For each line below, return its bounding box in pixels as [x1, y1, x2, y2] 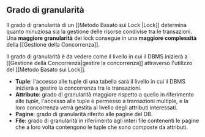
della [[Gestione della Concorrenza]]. [6, 41, 100, 48]
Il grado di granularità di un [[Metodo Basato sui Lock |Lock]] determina [6, 21, 187, 28]
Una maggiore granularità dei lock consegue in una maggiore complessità [6, 34, 197, 42]
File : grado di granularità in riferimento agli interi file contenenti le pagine [15, 117, 199, 124]
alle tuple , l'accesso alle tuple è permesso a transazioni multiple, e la [15, 97, 188, 104]
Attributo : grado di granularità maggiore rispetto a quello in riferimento [15, 90, 194, 98]
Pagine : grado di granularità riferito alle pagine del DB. [15, 110, 153, 117]
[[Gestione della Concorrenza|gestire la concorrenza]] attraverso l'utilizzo [6, 59, 193, 66]
